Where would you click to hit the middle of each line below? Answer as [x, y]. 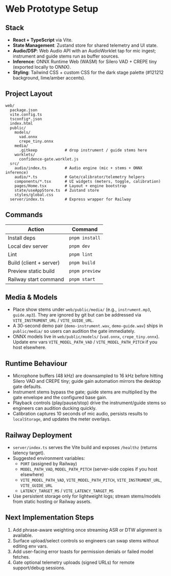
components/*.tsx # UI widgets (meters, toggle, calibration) [88, 181]
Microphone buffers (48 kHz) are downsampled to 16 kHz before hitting [88, 376]
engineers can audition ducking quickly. [55, 408]
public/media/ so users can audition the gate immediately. [74, 331]
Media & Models [31, 297]
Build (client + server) [34, 263]
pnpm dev [79, 246]
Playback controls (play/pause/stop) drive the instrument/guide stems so [89, 403]
